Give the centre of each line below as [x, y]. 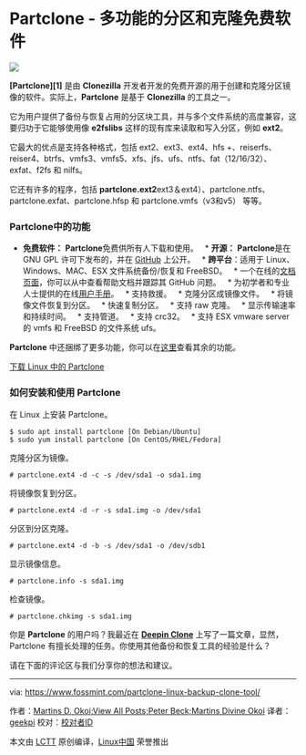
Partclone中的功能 [50, 226]
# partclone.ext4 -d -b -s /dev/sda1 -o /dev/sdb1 [107, 545]
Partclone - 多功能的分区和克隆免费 [142, 19]
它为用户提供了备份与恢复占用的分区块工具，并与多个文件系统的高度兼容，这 [153, 116]
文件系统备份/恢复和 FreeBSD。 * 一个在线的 [194, 271]
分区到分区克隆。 [41, 528]
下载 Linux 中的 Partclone [57, 367]
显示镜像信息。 [37, 564]
